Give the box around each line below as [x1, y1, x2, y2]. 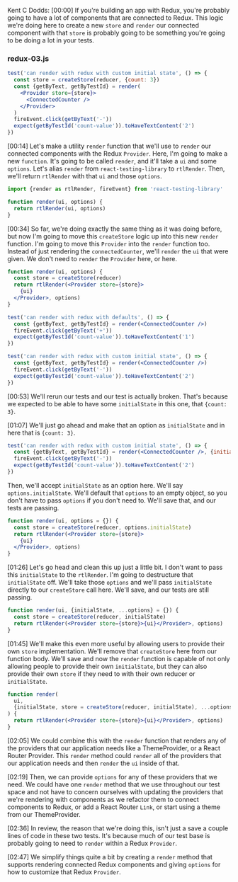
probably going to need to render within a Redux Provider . [7, 839, 177, 847]
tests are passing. [7, 503, 59, 512]
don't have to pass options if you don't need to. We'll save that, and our [7, 496, 216, 505]
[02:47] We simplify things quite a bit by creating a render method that [7, 852, 212, 861]
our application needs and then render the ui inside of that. [7, 759, 180, 767]
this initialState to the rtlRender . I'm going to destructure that [7, 571, 193, 579]
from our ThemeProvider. [7, 810, 81, 818]
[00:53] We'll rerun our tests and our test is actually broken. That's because [7, 392, 228, 401]
